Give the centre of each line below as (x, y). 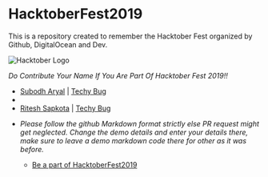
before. (32, 149)
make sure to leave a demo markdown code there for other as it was (133, 140)
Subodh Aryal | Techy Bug (63, 91)
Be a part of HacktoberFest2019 (84, 164)
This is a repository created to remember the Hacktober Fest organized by (130, 36)
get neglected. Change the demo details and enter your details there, (134, 132)
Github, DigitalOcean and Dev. (58, 44)
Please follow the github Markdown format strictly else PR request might (140, 123)
